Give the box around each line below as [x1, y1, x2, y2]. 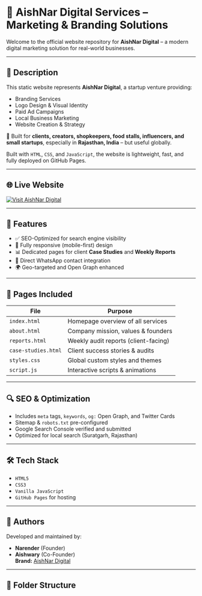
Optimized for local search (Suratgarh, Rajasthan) [14, 432, 138, 438]
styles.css [9, 357, 40, 364]
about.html [9, 328, 40, 334]
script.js [9, 367, 37, 373]
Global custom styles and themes [67, 356, 162, 364]
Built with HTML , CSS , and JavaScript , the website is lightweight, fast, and [6, 150, 184, 158]
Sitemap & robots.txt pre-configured [14, 419, 108, 426]
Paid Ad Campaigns [14, 108, 64, 115]
